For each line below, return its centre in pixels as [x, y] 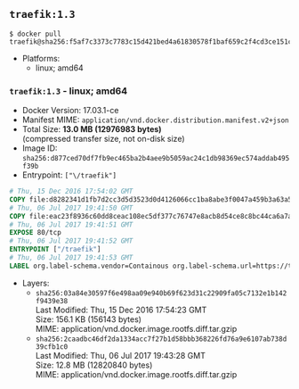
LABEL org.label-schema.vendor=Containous [89, 266]
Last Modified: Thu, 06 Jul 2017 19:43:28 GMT [121, 355]
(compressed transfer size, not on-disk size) [103, 139]
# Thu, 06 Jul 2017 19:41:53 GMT [71, 258]
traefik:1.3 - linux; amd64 [69, 91]
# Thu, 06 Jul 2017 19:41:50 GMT [71, 208]
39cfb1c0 [52, 347]
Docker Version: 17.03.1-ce [70, 111]
